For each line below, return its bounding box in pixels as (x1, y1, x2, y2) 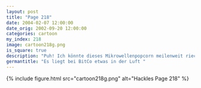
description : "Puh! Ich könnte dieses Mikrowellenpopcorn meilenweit (6, 53, 184, 59)
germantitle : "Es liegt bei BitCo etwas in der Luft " (6, 58, 146, 64)
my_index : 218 (6, 36, 42, 42)
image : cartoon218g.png (6, 42, 66, 48)
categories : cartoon (6, 31, 58, 37)
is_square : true (6, 48, 47, 54)
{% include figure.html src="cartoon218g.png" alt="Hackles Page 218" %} (6, 75, 190, 82)
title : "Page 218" (6, 14, 52, 20)
